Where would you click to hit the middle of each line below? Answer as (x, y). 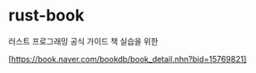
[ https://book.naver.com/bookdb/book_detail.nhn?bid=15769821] (128, 59)
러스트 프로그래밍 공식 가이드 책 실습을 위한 (83, 41)
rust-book (46, 16)
